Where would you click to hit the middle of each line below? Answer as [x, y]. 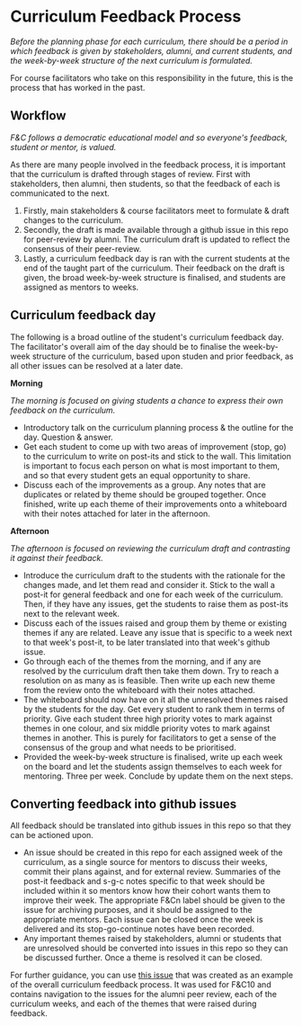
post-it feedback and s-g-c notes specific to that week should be [144, 881]
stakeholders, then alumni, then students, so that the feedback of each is [146, 183]
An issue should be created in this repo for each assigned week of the [153, 852]
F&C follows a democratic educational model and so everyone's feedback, [149, 138]
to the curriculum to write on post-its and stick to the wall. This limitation [157, 456]
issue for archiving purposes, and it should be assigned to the [138, 910]
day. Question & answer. [68, 437]
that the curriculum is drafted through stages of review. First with [130, 174]
